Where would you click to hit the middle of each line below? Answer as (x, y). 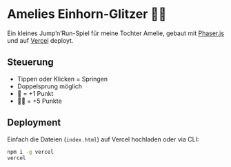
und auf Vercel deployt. (40, 40)
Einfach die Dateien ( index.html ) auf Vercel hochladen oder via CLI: (103, 139)
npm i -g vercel (30, 152)
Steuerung (30, 62)
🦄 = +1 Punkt (35, 93)
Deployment (34, 122)
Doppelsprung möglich (50, 86)
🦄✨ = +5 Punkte (39, 101)
